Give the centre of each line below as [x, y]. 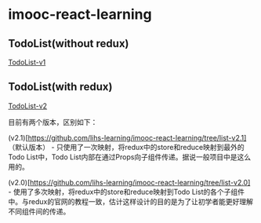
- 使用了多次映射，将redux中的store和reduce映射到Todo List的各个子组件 [127, 192]
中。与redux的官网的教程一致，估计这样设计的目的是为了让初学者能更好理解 [130, 201]
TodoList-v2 [28, 106]
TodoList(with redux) [60, 87]
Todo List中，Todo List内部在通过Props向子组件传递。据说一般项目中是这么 [130, 157]
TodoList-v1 [27, 62]
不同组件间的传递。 [39, 211]
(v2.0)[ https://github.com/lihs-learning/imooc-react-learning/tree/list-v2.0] [129, 182]
